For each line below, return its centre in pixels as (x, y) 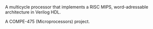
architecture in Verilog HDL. (33, 12)
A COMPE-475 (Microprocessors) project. (47, 22)
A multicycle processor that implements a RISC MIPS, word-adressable (77, 7)
